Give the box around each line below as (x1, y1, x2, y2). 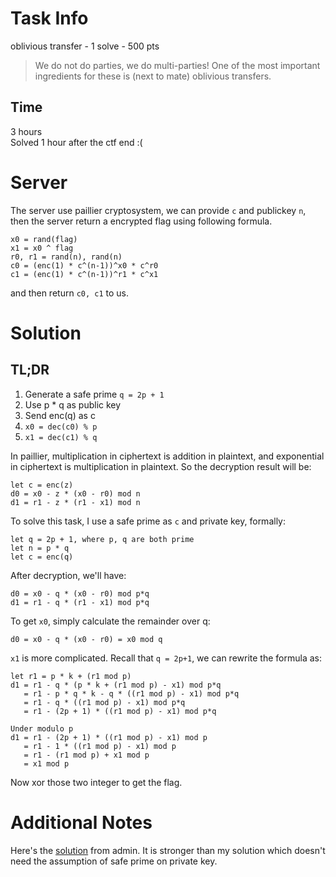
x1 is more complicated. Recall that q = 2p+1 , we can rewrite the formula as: (10, 652, 322, 664)
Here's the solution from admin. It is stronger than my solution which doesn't (10, 844, 326, 856)
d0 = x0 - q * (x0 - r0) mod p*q (10, 588, 150, 599)
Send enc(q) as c (24, 409, 96, 421)
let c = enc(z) (10, 480, 74, 490)
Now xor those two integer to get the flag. (10, 776, 183, 788)
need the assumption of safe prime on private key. (10, 855, 218, 867)
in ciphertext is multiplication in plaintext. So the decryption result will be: (10, 460, 312, 472)
